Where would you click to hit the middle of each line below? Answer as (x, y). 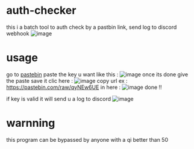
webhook (18, 33)
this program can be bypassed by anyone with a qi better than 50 (87, 139)
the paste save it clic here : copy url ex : (67, 81)
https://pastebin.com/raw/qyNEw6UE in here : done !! (84, 87)
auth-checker (41, 11)
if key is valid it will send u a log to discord (59, 99)
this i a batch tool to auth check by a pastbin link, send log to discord (92, 27)
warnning (31, 123)
